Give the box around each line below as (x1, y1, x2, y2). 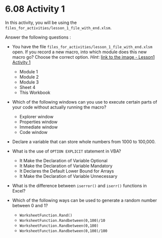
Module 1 (19, 68, 38, 74)
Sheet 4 (19, 84, 36, 90)
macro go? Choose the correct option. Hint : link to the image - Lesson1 (12, 54, 155, 60)
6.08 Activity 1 (5, 3, 65, 15)
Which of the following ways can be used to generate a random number (12, 197, 158, 203)
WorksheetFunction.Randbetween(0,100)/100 (19, 228, 108, 233)
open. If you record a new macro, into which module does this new (12, 49, 147, 55)
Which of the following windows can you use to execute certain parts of (12, 99, 158, 105)
